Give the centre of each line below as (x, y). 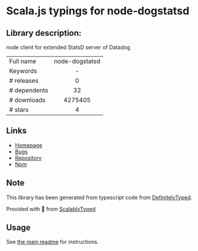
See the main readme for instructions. (52, 242)
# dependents (29, 90)
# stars (19, 110)
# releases (24, 80)
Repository (28, 158)
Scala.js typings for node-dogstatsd (98, 11)
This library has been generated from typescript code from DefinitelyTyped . (99, 197)
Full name (23, 61)
